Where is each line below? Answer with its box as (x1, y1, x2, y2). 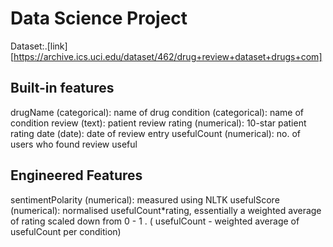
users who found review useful (10, 138, 138, 150)
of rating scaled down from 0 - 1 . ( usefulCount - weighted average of (10, 215, 300, 227)
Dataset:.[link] (10, 40, 68, 52)
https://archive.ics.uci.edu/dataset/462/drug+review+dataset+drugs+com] (13, 50, 323, 62)
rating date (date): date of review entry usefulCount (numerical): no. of (10, 127, 301, 139)
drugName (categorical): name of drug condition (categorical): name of (10, 106, 304, 118)
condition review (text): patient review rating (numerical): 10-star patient (10, 117, 307, 129)
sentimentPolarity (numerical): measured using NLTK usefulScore (10, 193, 280, 206)
